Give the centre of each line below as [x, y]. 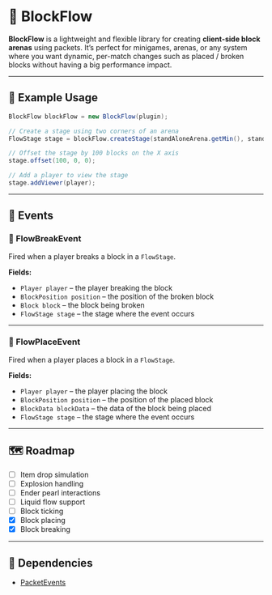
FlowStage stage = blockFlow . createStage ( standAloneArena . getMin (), [126, 138]
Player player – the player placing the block [94, 391]
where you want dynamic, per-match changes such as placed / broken [126, 56]
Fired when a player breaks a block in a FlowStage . [92, 256]
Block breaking [45, 529]
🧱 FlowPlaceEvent [45, 342]
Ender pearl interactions [60, 492]
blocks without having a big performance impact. [90, 65]
